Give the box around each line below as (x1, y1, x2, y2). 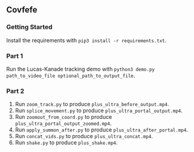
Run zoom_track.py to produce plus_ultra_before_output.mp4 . (15, 101, 169, 108)
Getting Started (6, 23, 53, 31)
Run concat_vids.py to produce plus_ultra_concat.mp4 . (15, 133, 153, 140)
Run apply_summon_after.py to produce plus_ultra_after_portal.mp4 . (15, 126, 189, 133)
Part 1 (6, 51, 23, 60)
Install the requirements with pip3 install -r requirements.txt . (6, 36, 167, 44)
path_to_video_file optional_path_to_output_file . (6, 72, 135, 79)
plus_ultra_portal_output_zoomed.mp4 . (15, 120, 112, 127)
